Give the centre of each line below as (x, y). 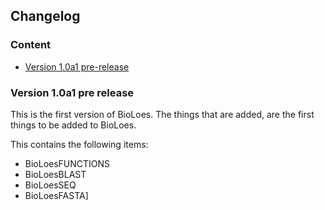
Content (31, 45)
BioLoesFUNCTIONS (67, 163)
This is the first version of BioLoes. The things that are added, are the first (162, 114)
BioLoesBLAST (55, 174)
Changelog (45, 16)
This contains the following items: (79, 144)
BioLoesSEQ (50, 185)
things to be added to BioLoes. (73, 125)
